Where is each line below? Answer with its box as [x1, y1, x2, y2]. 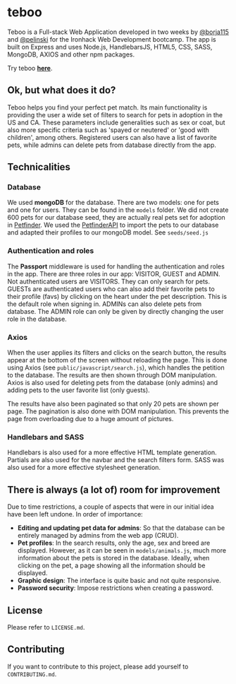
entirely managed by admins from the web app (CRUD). [17, 531, 179, 540]
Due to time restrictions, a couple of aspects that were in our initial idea [7, 502, 214, 511]
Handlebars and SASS [7, 432, 85, 442]
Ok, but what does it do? [7, 84, 116, 96]
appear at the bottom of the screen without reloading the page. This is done [7, 356, 228, 365]
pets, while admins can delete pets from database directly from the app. [7, 141, 217, 149]
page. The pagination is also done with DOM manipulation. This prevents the [7, 407, 229, 415]
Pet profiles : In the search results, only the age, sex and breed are [17, 538, 211, 548]
